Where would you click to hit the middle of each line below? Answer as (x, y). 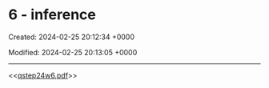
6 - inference (52, 15)
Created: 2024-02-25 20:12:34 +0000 (71, 37)
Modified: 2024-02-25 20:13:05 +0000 (73, 52)
